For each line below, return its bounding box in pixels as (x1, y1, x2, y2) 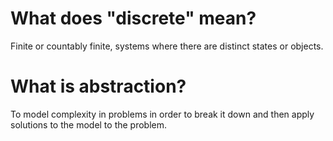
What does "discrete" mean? (10, 7, 257, 30)
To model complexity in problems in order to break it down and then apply (10, 108, 315, 120)
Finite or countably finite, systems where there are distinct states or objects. (10, 40, 324, 52)
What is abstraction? (10, 75, 187, 98)
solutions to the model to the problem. (10, 118, 168, 131)
